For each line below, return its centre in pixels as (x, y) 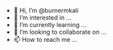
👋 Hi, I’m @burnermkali (46, 10)
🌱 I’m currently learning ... (50, 25)
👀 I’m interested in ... (42, 18)
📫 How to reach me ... (45, 40)
